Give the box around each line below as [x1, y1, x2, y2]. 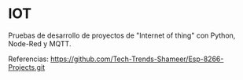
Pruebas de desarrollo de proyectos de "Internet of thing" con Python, [8, 31, 236, 40]
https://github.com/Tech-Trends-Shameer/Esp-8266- [50, 54, 224, 64]
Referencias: [8, 54, 50, 64]
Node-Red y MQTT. [8, 38, 72, 48]
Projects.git [8, 62, 46, 71]
